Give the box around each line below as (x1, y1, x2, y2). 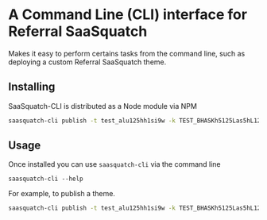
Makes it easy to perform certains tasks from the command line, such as (8, 48, 246, 58)
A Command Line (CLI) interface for (8, 6, 248, 24)
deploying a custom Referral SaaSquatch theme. (8, 57, 167, 67)
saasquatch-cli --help (8, 175, 83, 183)
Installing (8, 80, 56, 94)
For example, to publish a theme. (8, 189, 115, 199)
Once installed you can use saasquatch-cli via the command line (8, 160, 221, 169)
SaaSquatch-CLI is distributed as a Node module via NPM (8, 101, 197, 110)
